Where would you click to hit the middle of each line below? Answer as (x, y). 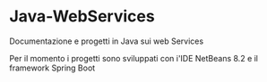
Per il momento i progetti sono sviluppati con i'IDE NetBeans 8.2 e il (133, 58)
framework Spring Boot (52, 68)
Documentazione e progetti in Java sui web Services (107, 41)
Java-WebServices (82, 16)
